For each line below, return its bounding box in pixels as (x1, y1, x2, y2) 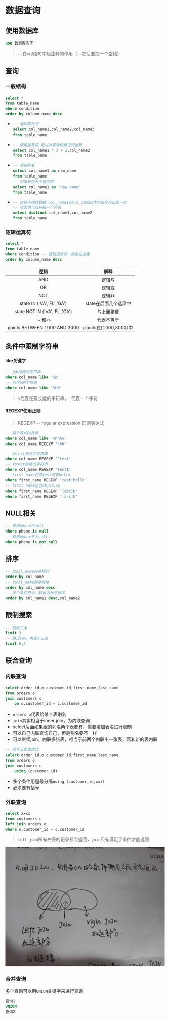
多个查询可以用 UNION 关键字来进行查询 (5, 988, 83, 994)
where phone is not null (5, 539, 58, 544)
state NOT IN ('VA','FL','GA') (14, 308, 72, 315)
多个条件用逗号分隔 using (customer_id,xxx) (12, 778, 105, 784)
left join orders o (5, 821, 47, 827)
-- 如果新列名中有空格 (12, 179, 54, 184)
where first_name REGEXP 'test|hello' (5, 477, 87, 483)
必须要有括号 (12, 784, 39, 790)
